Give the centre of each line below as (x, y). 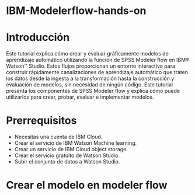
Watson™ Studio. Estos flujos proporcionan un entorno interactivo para (91, 66)
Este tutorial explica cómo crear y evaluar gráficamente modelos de (88, 54)
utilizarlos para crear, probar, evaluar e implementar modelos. (80, 97)
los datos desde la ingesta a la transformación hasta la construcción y (90, 79)
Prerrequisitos (41, 121)
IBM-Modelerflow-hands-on (76, 11)
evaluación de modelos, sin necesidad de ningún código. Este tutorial (90, 85)
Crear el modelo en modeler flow (87, 185)
